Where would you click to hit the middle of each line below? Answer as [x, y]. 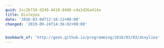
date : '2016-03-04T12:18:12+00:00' [43, 19]
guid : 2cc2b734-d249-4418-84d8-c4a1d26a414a [53, 10]
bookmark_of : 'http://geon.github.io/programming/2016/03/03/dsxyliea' [83, 38]
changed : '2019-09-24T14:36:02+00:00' [46, 24]
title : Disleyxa [22, 15]
